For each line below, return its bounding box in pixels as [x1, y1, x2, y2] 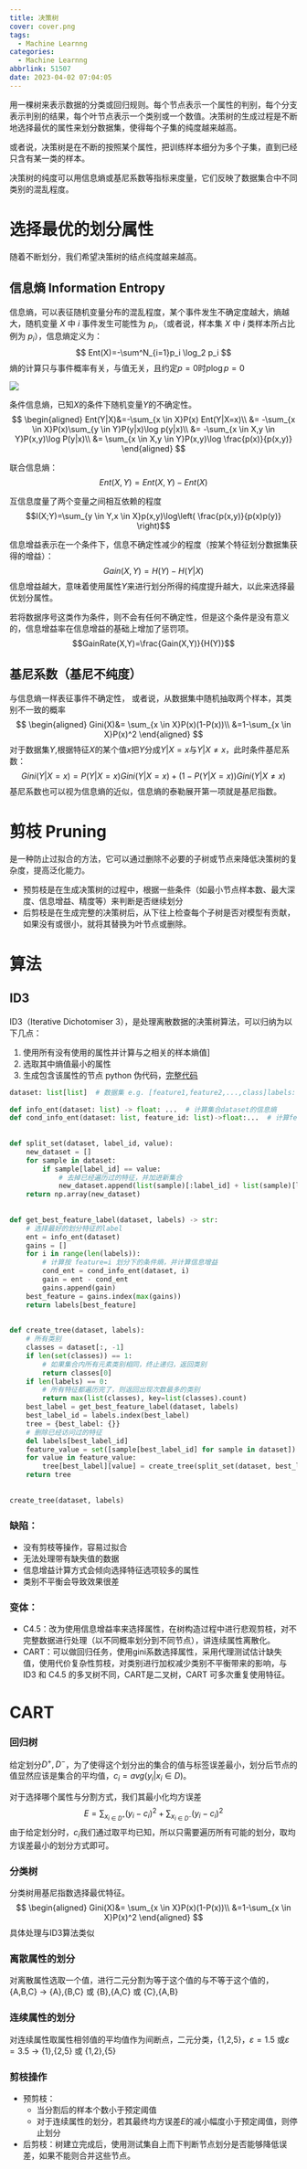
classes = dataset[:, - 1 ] [26, 1343, 125, 1353]
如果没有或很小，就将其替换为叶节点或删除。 [22, 918, 192, 929]
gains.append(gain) [42, 1283, 117, 1292]
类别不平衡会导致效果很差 [22, 1576, 120, 1587]
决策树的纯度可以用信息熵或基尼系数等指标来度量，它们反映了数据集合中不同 [9, 172, 298, 183]
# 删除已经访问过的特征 [26, 1428, 102, 1437]
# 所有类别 [26, 1334, 62, 1344]
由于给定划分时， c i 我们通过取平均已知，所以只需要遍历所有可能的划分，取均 [9, 1827, 296, 1840]
